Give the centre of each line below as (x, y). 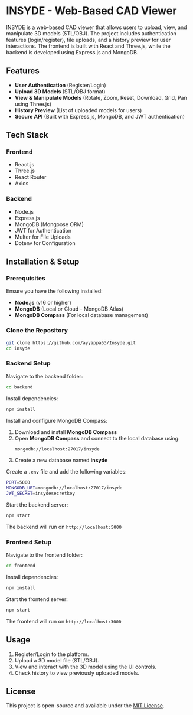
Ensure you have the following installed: (55, 291)
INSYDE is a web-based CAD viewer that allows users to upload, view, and (97, 27)
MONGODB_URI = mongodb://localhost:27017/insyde (64, 488)
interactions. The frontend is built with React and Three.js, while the (89, 46)
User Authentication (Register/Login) (60, 85)
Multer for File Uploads (42, 237)
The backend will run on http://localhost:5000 (64, 527)
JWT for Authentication (43, 230)
